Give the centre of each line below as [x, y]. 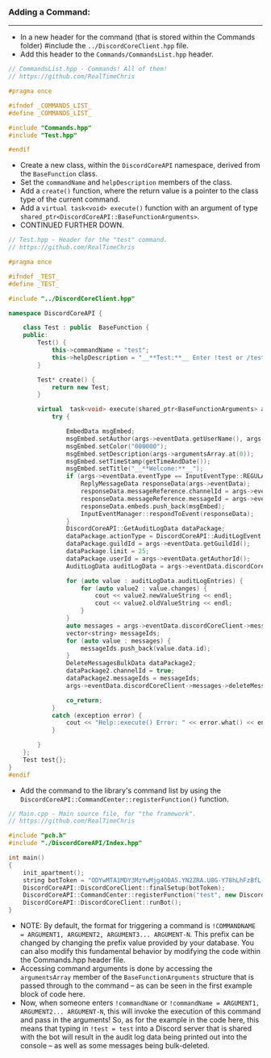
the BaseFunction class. [59, 174]
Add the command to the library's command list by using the [121, 790]
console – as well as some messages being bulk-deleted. [115, 1046]
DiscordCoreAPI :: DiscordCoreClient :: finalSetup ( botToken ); [124, 888]
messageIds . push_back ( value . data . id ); [146, 648]
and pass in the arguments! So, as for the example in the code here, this [140, 1020]
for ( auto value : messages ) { [119, 641]
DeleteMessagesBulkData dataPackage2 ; [131, 664]
